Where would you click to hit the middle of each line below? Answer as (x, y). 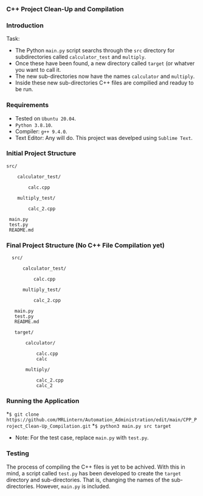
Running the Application (43, 401)
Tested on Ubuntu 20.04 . (45, 118)
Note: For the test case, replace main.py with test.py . (82, 438)
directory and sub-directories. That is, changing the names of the (88, 480)
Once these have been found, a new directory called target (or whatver (105, 63)
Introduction (25, 25)
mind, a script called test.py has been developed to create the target (94, 473)
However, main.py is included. (73, 486)
